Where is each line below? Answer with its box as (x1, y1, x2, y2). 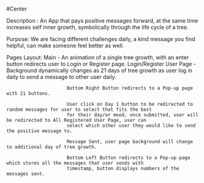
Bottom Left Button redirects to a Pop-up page (66, 155, 191, 161)
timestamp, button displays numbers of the (66, 165, 179, 171)
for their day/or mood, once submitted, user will (66, 112, 199, 118)
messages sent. (6, 171, 45, 177)
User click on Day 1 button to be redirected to (66, 101, 193, 107)
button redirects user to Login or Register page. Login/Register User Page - (6, 61, 196, 67)
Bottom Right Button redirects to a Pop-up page (66, 85, 193, 91)
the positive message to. (6, 128, 72, 134)
